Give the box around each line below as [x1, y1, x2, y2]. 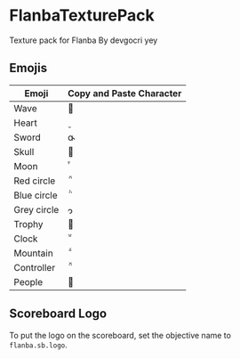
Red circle [13, 175, 56, 187]
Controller [13, 261, 56, 273]
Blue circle [13, 189, 58, 201]
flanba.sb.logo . [9, 339, 68, 350]
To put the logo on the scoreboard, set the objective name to [9, 330, 231, 340]
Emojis [9, 61, 47, 76]
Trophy [13, 217, 44, 230]
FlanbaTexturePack [9, 5, 156, 26]
